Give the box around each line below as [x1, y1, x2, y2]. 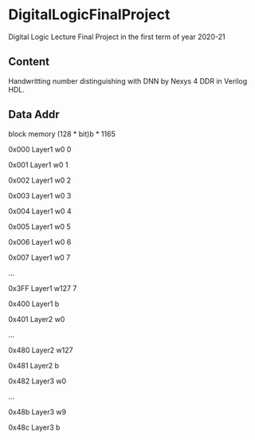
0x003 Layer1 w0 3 [8, 191, 72, 200]
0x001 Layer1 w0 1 [8, 159, 69, 169]
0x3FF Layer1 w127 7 [8, 283, 77, 293]
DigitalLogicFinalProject [8, 6, 171, 24]
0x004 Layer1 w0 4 [8, 206, 72, 216]
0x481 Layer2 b [8, 360, 60, 370]
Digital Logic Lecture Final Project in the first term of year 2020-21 [8, 32, 226, 41]
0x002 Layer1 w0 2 [8, 175, 72, 185]
